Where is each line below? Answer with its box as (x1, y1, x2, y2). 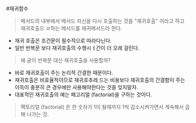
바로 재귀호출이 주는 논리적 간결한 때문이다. (14, 69, 114, 76)
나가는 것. (26, 111, 49, 118)
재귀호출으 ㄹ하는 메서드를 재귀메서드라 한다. (20, 25, 123, 31)
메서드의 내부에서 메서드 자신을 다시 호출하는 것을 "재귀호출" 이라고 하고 (20, 17, 185, 24)
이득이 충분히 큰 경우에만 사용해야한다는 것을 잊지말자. (14, 84, 139, 90)
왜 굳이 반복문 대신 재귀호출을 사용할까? (20, 57, 111, 64)
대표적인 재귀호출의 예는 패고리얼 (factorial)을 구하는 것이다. (14, 91, 152, 98)
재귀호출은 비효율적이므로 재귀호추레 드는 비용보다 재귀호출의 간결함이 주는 (14, 76, 185, 83)
